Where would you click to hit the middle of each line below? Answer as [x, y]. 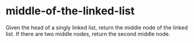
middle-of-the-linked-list [70, 11]
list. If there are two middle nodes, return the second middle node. [88, 33]
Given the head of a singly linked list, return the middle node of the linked [97, 27]
